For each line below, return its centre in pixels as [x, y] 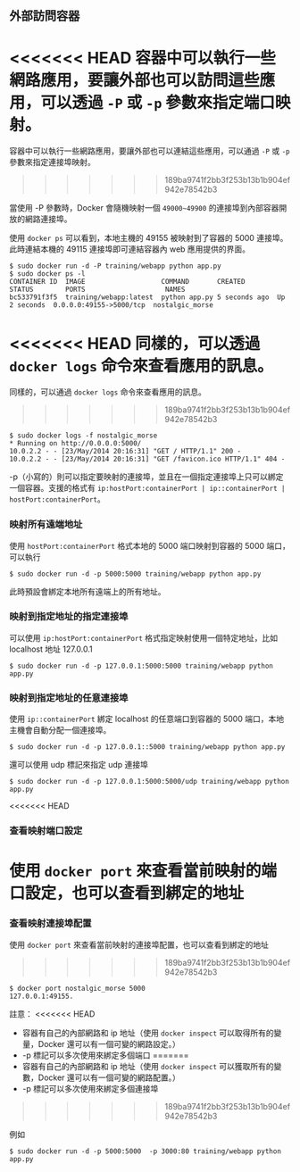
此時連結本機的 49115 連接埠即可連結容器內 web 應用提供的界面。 [130, 249]
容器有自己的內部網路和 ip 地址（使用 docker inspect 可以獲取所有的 [148, 1066]
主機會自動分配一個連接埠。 [60, 730]
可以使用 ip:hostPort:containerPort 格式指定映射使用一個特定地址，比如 [144, 637]
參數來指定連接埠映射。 [52, 162]
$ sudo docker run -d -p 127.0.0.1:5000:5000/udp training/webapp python [150, 782]
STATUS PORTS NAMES [97, 290]
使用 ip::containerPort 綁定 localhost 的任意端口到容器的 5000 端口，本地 [146, 719]
